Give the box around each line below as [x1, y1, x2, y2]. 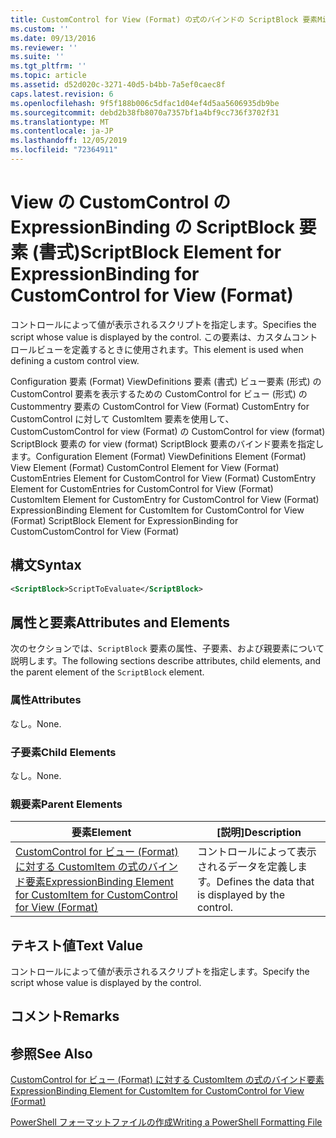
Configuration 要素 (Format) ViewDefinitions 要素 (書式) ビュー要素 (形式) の [10, 375, 322, 387]
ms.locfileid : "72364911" [10, 145, 118, 155]
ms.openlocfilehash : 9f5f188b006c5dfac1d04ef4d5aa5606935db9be [10, 98, 280, 108]
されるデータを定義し [197, 860, 298, 874]
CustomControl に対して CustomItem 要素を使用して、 [10, 412, 235, 425]
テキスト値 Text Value [10, 937, 143, 954]
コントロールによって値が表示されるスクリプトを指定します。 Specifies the [10, 318, 317, 330]
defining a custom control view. [10, 354, 140, 366]
